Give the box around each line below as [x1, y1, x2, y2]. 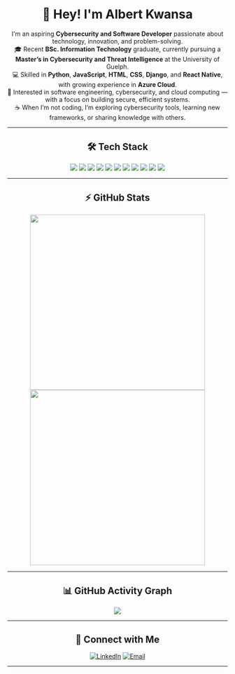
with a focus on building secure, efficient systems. [45, 95, 190, 104]
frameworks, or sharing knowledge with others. [49, 113, 186, 121]
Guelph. [106, 62, 129, 71]
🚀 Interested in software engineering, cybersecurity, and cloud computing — [7, 88, 228, 96]
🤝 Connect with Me [75, 633, 160, 645]
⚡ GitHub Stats [85, 192, 150, 204]
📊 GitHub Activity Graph [62, 585, 173, 597]
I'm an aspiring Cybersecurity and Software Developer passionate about [11, 29, 224, 38]
